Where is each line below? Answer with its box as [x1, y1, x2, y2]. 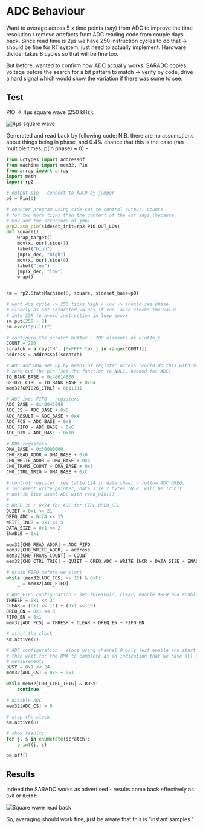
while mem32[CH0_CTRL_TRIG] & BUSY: [6, 681, 98, 687]
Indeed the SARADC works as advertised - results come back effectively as [6, 785, 195, 793]
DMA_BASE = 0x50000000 [6, 447, 63, 453]
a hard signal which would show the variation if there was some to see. [6, 75, 183, 82]
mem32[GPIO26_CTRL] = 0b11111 [6, 385, 83, 391]
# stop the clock [6, 714, 50, 720]
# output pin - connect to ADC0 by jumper [6, 190, 115, 196]
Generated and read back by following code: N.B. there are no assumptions [6, 132, 195, 139]
